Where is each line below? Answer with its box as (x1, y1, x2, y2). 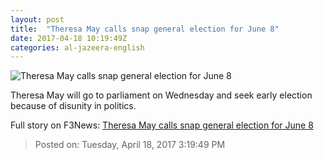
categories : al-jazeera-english (10, 42, 145, 53)
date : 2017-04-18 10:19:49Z (10, 33, 128, 43)
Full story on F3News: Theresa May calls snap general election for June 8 (10, 119, 314, 131)
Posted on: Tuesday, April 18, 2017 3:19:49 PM (34, 139, 226, 151)
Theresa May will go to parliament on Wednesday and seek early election (10, 89, 313, 101)
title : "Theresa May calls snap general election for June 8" (10, 24, 280, 34)
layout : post (10, 14, 65, 25)
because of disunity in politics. (10, 100, 137, 112)
